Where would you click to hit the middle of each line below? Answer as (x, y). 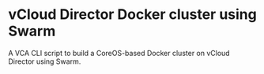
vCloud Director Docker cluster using (132, 15)
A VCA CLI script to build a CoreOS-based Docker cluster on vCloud (119, 53)
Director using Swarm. (45, 61)
